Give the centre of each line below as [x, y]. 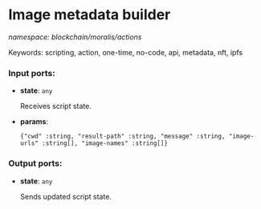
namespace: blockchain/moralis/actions [75, 37]
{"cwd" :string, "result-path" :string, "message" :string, [122, 137]
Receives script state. [56, 107]
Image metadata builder [90, 15]
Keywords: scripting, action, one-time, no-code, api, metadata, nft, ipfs [126, 52]
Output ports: [35, 163]
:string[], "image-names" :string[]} [105, 143]
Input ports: [32, 73]
